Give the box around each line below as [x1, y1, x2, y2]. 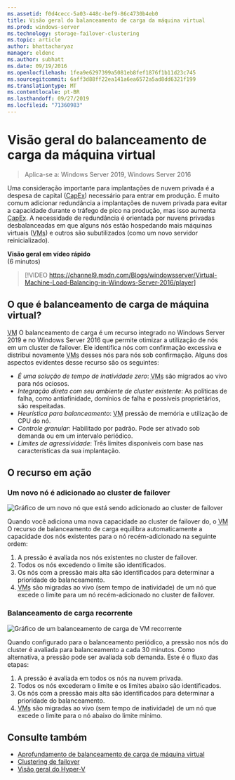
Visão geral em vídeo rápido [7, 249, 91, 258]
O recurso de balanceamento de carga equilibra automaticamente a [7, 525, 203, 533]
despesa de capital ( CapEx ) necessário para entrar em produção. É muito [7, 191, 220, 200]
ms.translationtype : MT [7, 82, 77, 89]
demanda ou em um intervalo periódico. [17, 431, 133, 440]
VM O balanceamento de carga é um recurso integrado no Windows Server [7, 328, 225, 337]
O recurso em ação [7, 467, 92, 479]
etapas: [7, 660, 29, 668]
